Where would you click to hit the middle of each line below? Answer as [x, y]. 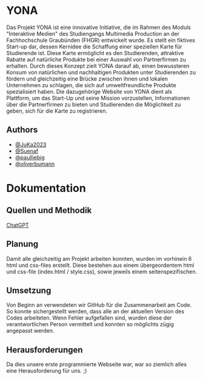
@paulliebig [30, 157]
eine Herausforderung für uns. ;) [47, 371]
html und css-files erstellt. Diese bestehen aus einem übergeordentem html [100, 265]
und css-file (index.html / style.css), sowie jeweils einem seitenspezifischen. [102, 271]
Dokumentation [46, 188]
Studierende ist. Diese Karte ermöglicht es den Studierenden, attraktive [95, 53]
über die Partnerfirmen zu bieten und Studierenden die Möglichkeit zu [94, 104]
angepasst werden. [30, 331]
